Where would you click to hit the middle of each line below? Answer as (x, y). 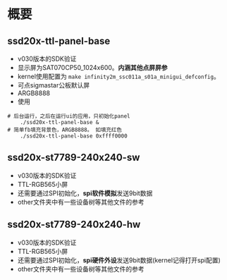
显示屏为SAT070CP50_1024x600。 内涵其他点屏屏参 (92, 67)
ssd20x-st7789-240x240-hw (74, 225)
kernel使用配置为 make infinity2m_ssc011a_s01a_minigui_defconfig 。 (118, 76)
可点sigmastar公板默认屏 (54, 85)
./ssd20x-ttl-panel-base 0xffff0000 (74, 136)
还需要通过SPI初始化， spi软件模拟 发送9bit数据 (85, 193)
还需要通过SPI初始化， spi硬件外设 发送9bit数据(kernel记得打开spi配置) (119, 260)
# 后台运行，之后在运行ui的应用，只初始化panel (69, 116)
